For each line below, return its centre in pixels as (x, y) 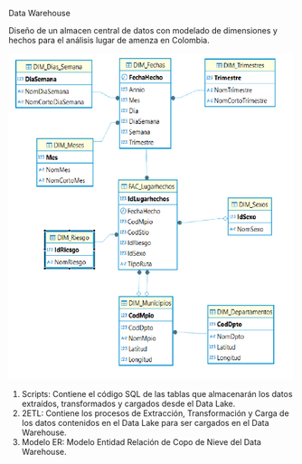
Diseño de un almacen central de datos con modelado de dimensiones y (143, 30)
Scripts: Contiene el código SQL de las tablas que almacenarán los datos (157, 394)
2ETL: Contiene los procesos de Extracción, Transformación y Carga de (156, 413)
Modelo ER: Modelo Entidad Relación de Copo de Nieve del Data (141, 442)
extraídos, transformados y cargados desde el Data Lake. (128, 404)
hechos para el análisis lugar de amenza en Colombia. (109, 40)
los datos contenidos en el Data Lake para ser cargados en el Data (145, 423)
